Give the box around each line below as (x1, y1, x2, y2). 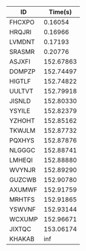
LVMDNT (9, 38, 35, 46)
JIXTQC (9, 225, 31, 233)
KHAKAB (9, 235, 35, 243)
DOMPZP (9, 67, 36, 75)
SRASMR (9, 48, 35, 56)
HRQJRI (9, 28, 32, 36)
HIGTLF (9, 77, 31, 85)
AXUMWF (9, 186, 38, 193)
